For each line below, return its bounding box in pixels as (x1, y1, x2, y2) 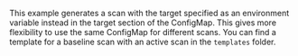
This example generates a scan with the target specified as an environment (9, 8, 290, 18)
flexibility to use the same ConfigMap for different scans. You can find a (9, 27, 277, 37)
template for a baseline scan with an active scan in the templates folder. (9, 36, 276, 47)
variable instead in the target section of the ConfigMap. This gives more (9, 17, 277, 28)
